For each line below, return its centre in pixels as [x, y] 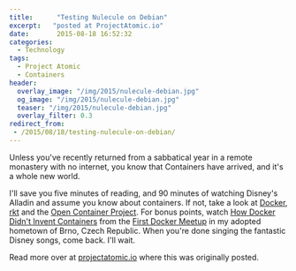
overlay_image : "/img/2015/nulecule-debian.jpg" [108, 91]
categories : [31, 42]
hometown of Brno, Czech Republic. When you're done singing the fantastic [148, 230]
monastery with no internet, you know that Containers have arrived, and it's [147, 166]
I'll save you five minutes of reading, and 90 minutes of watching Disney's [144, 193]
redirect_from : [37, 124]
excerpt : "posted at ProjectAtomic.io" [87, 26]
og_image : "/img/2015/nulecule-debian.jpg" [98, 99]
